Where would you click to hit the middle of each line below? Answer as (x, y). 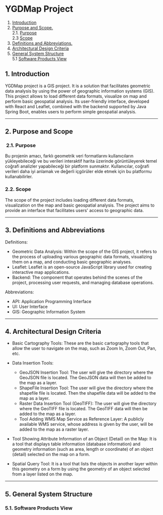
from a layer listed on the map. (43, 474)
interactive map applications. (41, 272)
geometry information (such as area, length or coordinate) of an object (83, 449)
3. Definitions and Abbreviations (55, 230)
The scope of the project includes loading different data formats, (70, 200)
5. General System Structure (49, 494)
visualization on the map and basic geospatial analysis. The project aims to (80, 205)
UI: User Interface (30, 306)
